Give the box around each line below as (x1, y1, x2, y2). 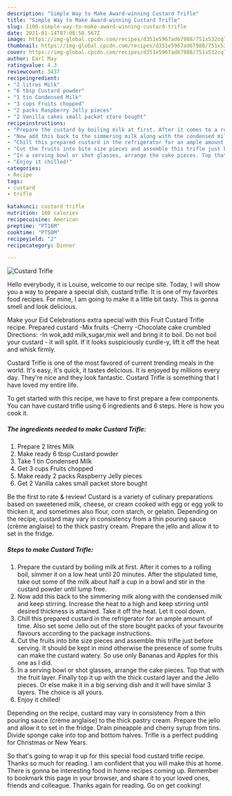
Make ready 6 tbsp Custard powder (17, 450, 119, 458)
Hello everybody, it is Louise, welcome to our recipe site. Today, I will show (7, 280, 220, 288)
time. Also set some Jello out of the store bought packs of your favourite (17, 622, 224, 630)
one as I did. (17, 659, 53, 667)
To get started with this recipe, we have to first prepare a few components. (7, 395, 220, 403)
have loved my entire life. (7, 381, 79, 389)
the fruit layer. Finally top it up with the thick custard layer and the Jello (17, 673, 220, 682)
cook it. (7, 409, 29, 417)
